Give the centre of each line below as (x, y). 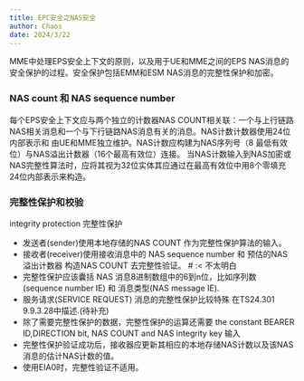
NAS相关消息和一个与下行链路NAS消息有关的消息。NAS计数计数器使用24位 (150, 131)
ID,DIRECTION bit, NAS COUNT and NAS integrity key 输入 (132, 333)
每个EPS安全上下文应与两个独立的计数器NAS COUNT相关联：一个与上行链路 (152, 119)
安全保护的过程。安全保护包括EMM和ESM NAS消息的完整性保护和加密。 (144, 72)
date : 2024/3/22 (40, 34)
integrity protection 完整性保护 (66, 224)
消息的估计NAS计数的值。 (71, 356)
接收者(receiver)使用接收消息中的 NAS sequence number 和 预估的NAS (155, 253)
